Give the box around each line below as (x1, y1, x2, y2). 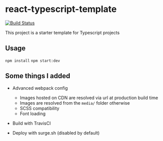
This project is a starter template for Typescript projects (5, 29, 120, 35)
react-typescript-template (5, 3, 117, 15)
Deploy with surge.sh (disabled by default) (12, 130, 100, 136)
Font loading (19, 111, 46, 117)
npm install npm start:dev (5, 58, 60, 63)
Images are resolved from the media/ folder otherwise (19, 100, 130, 106)
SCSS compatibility (19, 105, 60, 111)
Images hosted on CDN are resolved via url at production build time (19, 95, 159, 101)
